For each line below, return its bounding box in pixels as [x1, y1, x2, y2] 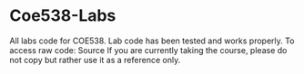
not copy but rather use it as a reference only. [9, 54, 181, 65]
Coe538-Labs [9, 5, 117, 26]
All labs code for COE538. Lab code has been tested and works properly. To [9, 35, 295, 46]
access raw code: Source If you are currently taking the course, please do [9, 44, 288, 55]
